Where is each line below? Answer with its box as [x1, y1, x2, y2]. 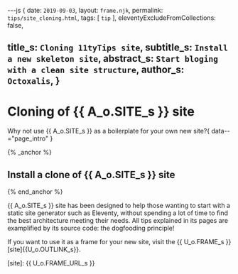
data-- [211, 127, 231, 136]
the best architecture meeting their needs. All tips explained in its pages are [7, 217, 229, 225]
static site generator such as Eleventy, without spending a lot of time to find [7, 209, 229, 217]
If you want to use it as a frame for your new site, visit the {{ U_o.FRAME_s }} [7, 238, 232, 246]
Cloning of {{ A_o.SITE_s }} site [7, 103, 195, 119]
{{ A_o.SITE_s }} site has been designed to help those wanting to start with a [7, 202, 231, 210]
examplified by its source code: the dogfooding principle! [7, 224, 175, 233]
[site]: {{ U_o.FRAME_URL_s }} [7, 259, 95, 268]
